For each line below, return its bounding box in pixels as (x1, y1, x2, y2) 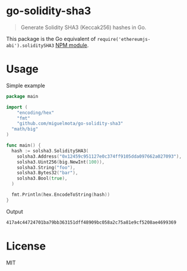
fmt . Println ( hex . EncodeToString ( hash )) (11, 192, 110, 197)
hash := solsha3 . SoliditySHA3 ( (11, 148, 89, 154)
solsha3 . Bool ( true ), (17, 176, 68, 181)
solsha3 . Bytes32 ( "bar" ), (17, 170, 78, 176)
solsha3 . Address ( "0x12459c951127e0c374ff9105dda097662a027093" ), (17, 153, 182, 160)
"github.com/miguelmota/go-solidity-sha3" (17, 120, 123, 127)
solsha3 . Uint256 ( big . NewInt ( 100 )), (17, 159, 105, 165)
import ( (6, 104, 28, 110)
